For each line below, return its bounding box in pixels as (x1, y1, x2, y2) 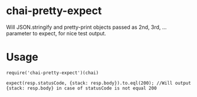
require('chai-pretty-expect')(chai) (6, 69, 99, 76)
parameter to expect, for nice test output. (6, 29, 106, 36)
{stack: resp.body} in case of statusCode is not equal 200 (6, 85, 157, 91)
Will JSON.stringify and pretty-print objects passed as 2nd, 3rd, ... (6, 24, 167, 31)
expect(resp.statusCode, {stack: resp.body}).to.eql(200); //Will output (6, 80, 192, 86)
